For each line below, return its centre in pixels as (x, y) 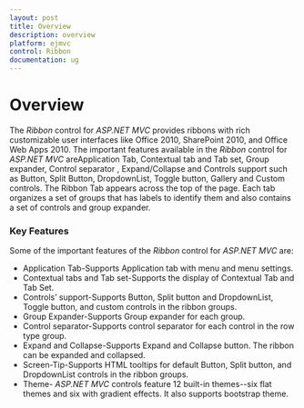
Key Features (40, 231)
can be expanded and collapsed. (84, 355)
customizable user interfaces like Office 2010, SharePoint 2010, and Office (149, 139)
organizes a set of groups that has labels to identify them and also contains (150, 197)
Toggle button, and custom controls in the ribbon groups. (130, 307)
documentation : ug (44, 60)
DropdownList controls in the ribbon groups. (106, 374)
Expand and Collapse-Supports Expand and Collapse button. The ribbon (158, 345)
